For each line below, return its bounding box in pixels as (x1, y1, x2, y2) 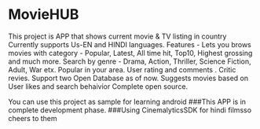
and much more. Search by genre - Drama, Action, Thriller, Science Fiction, (8, 57, 251, 66)
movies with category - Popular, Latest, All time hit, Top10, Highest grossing (8, 48, 253, 57)
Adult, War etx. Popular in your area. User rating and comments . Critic (8, 64, 236, 74)
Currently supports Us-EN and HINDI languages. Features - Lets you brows (8, 39, 251, 49)
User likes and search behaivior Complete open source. (8, 81, 189, 91)
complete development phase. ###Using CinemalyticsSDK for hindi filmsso (8, 105, 252, 115)
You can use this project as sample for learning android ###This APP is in (8, 97, 246, 106)
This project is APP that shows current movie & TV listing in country (8, 31, 227, 41)
